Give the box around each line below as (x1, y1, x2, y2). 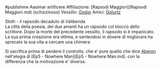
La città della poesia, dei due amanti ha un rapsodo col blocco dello (5, 24, 140, 29)
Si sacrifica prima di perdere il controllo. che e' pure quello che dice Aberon (5, 48, 156, 54)
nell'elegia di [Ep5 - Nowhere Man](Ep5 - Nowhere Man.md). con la (5, 54, 140, 59)
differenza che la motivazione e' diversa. (5, 59, 86, 64)
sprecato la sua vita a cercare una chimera (5, 39, 90, 45)
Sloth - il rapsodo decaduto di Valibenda (5, 19, 86, 24)
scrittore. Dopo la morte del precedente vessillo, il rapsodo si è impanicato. (5, 29, 155, 34)
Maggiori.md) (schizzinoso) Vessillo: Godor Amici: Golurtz (5, 9, 121, 15)
